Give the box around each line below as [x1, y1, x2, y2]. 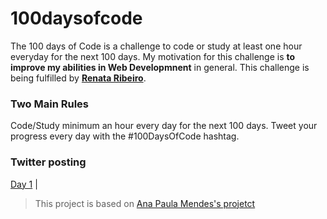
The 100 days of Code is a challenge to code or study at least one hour [10, 40, 303, 52]
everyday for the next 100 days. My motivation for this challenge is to [10, 50, 296, 62]
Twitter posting [10, 155, 87, 169]
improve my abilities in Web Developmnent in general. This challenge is [10, 61, 310, 73]
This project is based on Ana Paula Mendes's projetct [34, 197, 256, 209]
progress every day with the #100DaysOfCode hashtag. [10, 130, 240, 142]
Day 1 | [10, 178, 38, 190]
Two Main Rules [10, 97, 89, 111]
